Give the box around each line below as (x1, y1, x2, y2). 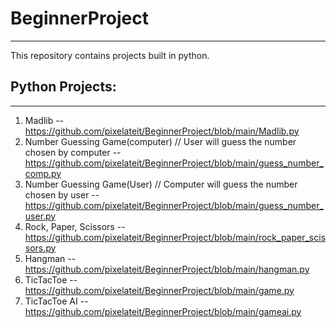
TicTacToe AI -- (24, 295, 89, 307)
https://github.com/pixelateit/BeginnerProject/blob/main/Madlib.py (24, 125, 300, 137)
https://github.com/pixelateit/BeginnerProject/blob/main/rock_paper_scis (24, 231, 327, 243)
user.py (24, 210, 57, 222)
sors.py (24, 242, 57, 254)
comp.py (24, 167, 62, 179)
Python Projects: (10, 78, 117, 96)
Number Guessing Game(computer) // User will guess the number (24, 135, 297, 147)
